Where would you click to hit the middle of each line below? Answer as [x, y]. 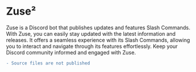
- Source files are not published [48, 63]
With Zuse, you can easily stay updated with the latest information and [91, 33]
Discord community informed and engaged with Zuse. [71, 52]
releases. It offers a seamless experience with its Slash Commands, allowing [98, 40]
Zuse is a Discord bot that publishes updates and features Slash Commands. [98, 28]
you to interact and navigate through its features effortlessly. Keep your [92, 46]
